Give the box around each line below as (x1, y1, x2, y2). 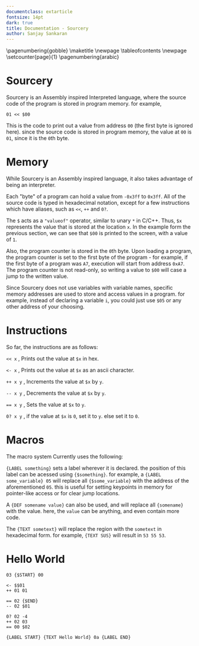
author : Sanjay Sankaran (6, 31, 68, 37)
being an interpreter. (6, 182, 56, 188)
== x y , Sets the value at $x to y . (6, 401, 86, 408)
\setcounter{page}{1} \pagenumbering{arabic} (6, 53, 120, 61)
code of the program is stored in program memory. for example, (6, 100, 162, 107)
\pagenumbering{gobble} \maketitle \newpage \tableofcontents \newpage (6, 47, 187, 54)
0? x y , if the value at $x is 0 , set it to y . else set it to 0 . (6, 412, 140, 419)
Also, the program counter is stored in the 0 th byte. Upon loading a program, (6, 248, 192, 254)
